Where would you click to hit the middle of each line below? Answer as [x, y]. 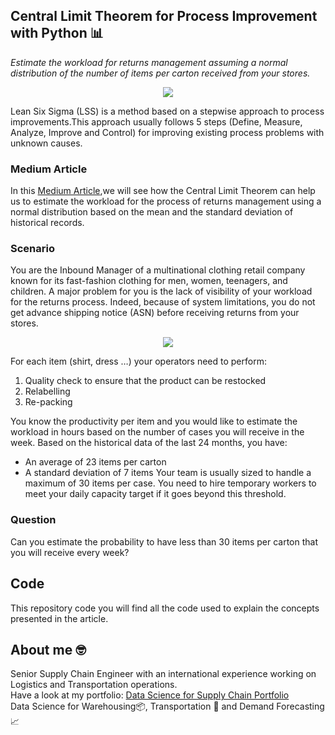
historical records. [47, 223]
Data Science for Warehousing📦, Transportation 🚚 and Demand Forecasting [167, 706]
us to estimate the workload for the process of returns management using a [166, 201]
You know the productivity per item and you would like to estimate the [154, 421]
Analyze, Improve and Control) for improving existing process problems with [167, 132]
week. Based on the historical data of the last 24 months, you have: [149, 443]
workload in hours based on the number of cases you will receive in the [157, 432]
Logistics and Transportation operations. [94, 685]
